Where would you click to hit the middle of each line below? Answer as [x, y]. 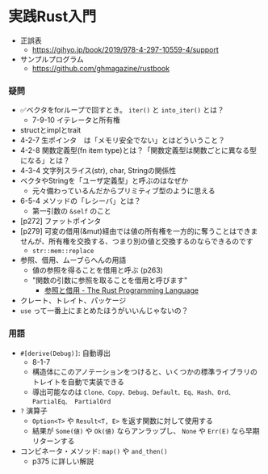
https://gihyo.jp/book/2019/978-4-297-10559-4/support [126, 49]
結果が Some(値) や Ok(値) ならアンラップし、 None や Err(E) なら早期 [146, 430]
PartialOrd [93, 401]
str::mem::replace [63, 252]
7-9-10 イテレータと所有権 [76, 120]
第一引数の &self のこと [71, 211]
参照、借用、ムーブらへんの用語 [73, 260]
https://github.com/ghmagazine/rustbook [101, 68]
